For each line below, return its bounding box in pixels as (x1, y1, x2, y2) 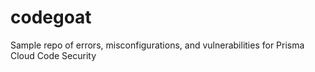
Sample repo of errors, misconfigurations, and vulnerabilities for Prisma (10, 39, 305, 51)
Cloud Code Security (10, 49, 97, 61)
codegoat (10, 6, 92, 29)
